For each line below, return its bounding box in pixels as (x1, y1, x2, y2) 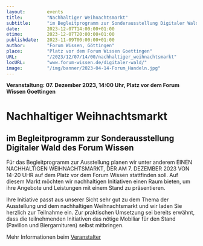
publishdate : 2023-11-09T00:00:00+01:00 (6, 37, 115, 43)
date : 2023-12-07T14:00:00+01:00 (6, 25, 115, 32)
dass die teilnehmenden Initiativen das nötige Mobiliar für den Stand (6, 215, 176, 222)
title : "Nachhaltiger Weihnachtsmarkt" (6, 15, 129, 21)
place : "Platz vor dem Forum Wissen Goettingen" (6, 48, 153, 54)
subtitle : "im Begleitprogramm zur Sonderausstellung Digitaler (6, 20, 185, 26)
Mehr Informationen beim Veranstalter (6, 233, 101, 241)
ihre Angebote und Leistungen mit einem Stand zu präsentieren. (6, 184, 166, 192)
